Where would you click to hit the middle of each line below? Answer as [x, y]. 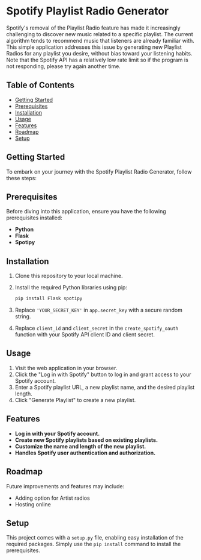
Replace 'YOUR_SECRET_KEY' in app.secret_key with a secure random [99, 310]
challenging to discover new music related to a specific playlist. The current [100, 34]
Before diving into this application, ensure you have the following [86, 212]
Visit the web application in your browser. [66, 368]
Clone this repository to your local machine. [69, 276]
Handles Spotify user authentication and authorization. [85, 453]
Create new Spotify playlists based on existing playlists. [86, 440]
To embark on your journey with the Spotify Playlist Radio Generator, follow [99, 171]
